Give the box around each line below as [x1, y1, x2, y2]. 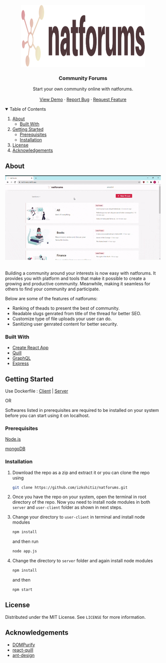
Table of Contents [9, 106, 46, 112]
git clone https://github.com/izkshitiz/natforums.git [12, 485, 128, 490]
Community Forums [58, 74, 108, 81]
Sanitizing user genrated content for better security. [12, 321, 118, 327]
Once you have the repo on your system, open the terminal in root [12, 494, 147, 500]
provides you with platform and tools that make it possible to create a [5, 275, 146, 281]
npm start [12, 587, 33, 593]
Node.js [5, 436, 21, 442]
